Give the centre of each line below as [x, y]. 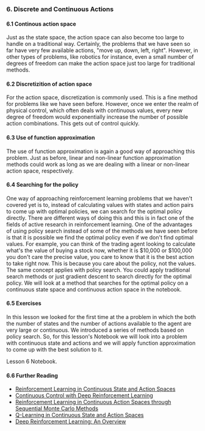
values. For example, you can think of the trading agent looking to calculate [101, 244]
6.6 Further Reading [32, 375]
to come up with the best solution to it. [55, 349]
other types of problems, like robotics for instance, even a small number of [100, 57]
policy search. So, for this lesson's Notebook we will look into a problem [97, 336]
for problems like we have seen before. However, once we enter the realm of [103, 104]
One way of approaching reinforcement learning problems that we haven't [99, 198]
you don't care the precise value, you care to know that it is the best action [100, 257]
